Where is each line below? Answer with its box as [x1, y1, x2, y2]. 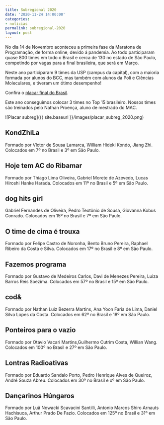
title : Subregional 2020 [5, 7, 57, 12]
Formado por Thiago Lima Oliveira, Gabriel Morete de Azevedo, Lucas [5, 174, 148, 180]
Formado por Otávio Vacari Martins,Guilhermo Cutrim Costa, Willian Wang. [5, 339, 158, 345]
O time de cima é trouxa [5, 227, 80, 236]
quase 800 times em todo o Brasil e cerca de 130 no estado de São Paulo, [5, 55, 157, 60]
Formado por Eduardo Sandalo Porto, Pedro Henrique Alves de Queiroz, [5, 372, 153, 378]
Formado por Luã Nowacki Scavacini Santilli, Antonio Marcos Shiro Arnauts [5, 405, 159, 411]
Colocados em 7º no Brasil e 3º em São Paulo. [5, 147, 100, 153]
